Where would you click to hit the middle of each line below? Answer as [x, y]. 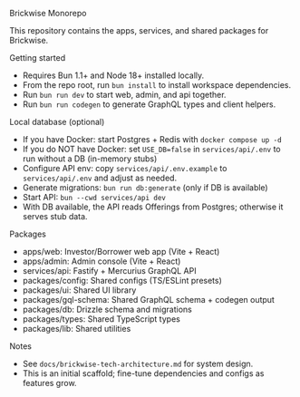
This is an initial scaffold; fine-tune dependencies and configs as [143, 373]
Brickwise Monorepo [48, 13]
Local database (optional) [57, 122]
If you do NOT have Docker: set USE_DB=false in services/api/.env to [151, 149]
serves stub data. [55, 216]
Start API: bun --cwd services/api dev [94, 197]
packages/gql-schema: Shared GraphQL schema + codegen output [148, 300]
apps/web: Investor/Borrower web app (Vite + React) [121, 252]
